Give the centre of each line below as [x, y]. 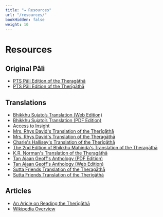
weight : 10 [17, 24]
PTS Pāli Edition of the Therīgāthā [49, 86]
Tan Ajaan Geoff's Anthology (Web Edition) [58, 164]
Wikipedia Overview [34, 209]
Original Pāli [25, 68]
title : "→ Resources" [29, 10]
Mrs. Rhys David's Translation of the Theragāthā [64, 137]
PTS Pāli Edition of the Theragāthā [49, 81]
